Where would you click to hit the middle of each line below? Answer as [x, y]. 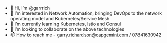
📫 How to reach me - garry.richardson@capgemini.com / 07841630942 [86, 35]
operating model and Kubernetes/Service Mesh [60, 18]
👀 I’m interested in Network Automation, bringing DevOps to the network [86, 13]
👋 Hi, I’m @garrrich [30, 8]
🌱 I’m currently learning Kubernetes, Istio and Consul [65, 24]
